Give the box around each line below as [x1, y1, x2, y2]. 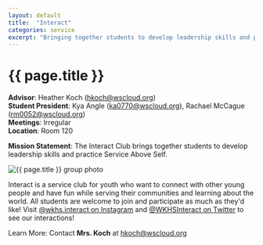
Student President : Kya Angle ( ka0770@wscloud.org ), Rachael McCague [8, 101, 245, 110]
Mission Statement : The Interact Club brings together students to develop [8, 142, 248, 151]
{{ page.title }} [8, 67, 105, 85]
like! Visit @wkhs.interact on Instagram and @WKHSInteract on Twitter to [8, 205, 244, 214]
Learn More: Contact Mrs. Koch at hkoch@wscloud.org [8, 229, 187, 238]
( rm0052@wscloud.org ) [8, 110, 86, 119]
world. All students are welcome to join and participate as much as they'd [8, 196, 245, 206]
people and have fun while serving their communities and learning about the [8, 189, 254, 198]
